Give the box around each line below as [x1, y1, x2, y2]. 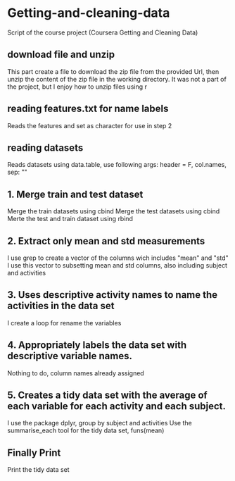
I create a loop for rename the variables [7, 318, 122, 327]
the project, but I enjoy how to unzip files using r [7, 82, 148, 91]
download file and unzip [7, 49, 115, 61]
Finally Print [7, 446, 61, 458]
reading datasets [7, 142, 84, 154]
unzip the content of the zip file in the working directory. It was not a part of [7, 75, 227, 83]
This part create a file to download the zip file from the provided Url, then [7, 67, 220, 75]
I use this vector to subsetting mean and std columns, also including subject [7, 261, 227, 269]
